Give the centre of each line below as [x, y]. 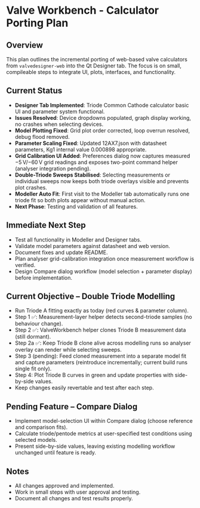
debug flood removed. [42, 137]
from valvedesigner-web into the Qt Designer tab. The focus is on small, [94, 66]
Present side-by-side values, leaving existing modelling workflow [95, 446]
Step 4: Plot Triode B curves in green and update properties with [94, 375]
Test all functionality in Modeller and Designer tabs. [78, 240]
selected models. [36, 440]
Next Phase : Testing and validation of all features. [76, 206]
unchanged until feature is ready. [56, 453]
